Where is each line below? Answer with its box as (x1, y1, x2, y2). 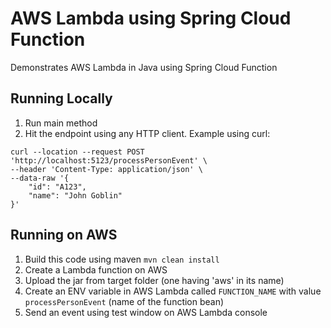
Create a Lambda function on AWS (24, 263, 168, 276)
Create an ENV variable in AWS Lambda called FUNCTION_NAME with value (24, 285, 322, 297)
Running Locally (10, 90, 113, 107)
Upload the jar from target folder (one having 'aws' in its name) (24, 274, 285, 286)
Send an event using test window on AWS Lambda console (24, 306, 268, 318)
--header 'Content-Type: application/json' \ (10, 164, 203, 174)
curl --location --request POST (10, 147, 145, 157)
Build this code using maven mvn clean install (24, 253, 220, 265)
